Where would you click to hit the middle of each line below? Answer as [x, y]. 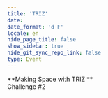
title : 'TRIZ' [28, 14]
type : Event [24, 59]
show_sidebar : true [36, 46]
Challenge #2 [26, 86]
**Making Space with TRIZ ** [50, 79]
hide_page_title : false [42, 40]
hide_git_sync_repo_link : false [54, 53]
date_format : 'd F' [36, 27]
